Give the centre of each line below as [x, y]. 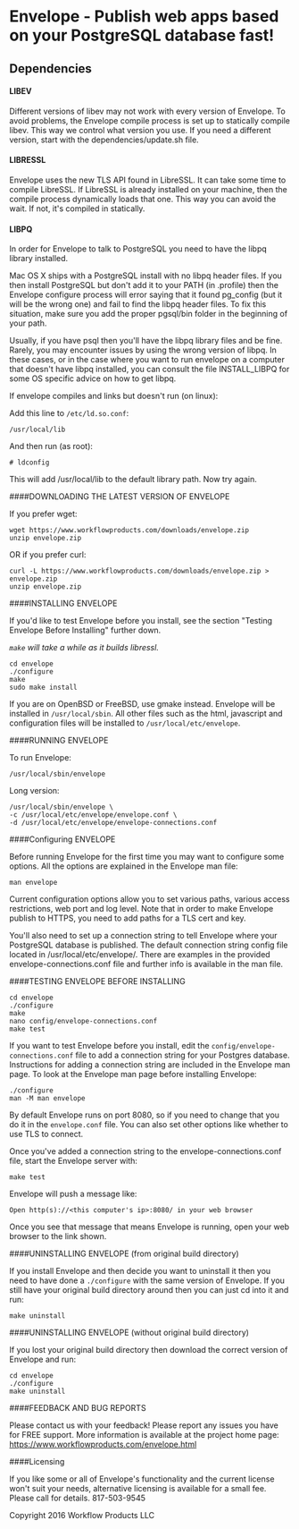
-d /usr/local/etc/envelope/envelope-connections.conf [113, 823]
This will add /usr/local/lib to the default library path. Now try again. [133, 480]
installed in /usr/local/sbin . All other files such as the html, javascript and [146, 714]
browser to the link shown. [58, 1236]
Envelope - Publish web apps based [144, 17]
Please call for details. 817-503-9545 [77, 1498]
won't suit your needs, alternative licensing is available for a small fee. [138, 1489]
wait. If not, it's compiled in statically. [77, 208]
